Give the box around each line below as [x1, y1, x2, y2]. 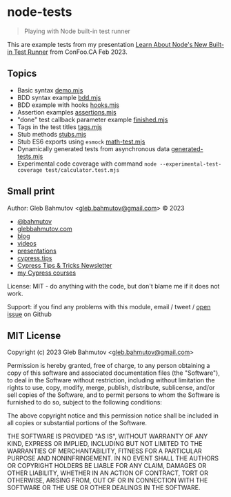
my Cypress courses [17, 269, 77, 277]
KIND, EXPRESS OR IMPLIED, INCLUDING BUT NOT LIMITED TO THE [7, 440, 203, 448]
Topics [7, 68, 37, 79]
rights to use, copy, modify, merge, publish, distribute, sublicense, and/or [7, 384, 215, 392]
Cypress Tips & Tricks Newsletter [17, 261, 112, 269]
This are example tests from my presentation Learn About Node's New [7, 40, 208, 48]
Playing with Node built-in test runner [23, 27, 131, 35]
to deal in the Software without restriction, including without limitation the [7, 376, 215, 384]
